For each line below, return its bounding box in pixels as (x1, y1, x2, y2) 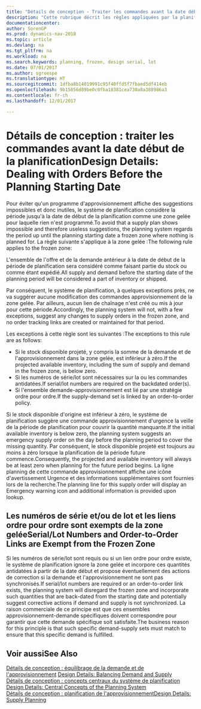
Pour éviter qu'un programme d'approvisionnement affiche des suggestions (6, 200, 193, 207)
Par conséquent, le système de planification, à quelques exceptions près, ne (6, 286, 194, 294)
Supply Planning (6, 696, 47, 704)
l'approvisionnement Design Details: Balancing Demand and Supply (6, 671, 172, 678)
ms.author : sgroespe (6, 70, 58, 76)
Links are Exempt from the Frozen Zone (6, 539, 156, 549)
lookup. (6, 493, 25, 500)
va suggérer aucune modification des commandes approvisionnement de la (6, 293, 193, 300)
